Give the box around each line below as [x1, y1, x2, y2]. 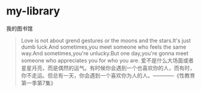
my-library [6, 4, 60, 18]
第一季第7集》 [20, 79, 56, 87]
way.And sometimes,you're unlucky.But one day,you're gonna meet [20, 49, 188, 57]
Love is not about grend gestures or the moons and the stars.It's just [20, 37, 191, 44]
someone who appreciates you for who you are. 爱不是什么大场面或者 [20, 57, 194, 64]
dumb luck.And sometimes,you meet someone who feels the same [20, 43, 187, 51]
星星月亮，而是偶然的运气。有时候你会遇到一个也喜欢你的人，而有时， [20, 64, 196, 72]
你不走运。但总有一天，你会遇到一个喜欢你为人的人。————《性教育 [20, 72, 196, 79]
